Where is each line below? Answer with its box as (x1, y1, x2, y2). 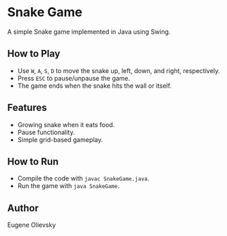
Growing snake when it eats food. (17, 120, 115, 129)
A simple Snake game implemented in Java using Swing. (7, 27, 171, 36)
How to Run (7, 155, 59, 167)
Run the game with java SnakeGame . (17, 182, 119, 190)
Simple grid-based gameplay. (17, 135, 103, 144)
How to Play (7, 48, 61, 60)
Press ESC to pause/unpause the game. (17, 74, 131, 82)
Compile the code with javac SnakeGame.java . (17, 174, 150, 183)
